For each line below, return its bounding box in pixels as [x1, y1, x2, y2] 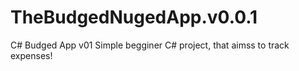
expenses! [10, 49, 53, 61]
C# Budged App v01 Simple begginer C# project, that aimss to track [10, 39, 290, 51]
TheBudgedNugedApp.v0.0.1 [10, 6, 258, 29]
